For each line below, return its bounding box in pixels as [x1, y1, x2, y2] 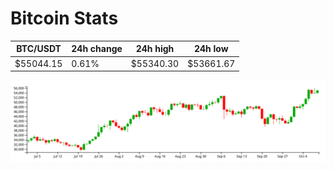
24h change [71, 43, 123, 55]
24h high [135, 43, 175, 55]
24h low [193, 43, 229, 55]
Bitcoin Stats [10, 7, 119, 30]
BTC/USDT [16, 43, 62, 55]
